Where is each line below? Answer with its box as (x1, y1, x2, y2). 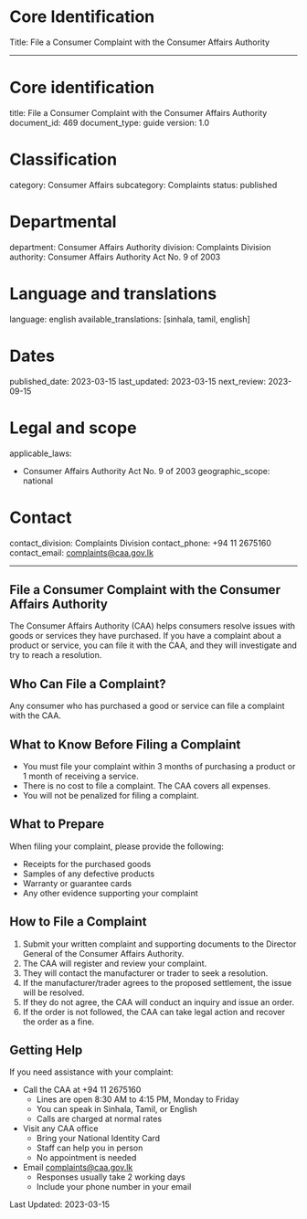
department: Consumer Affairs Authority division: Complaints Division (9, 241, 271, 252)
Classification (9, 149, 117, 170)
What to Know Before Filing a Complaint (9, 737, 241, 752)
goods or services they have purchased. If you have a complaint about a (9, 631, 281, 641)
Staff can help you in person (36, 1142, 143, 1153)
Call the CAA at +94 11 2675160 (22, 1085, 142, 1096)
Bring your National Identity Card (36, 1133, 161, 1144)
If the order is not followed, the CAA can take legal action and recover (22, 1006, 286, 1017)
